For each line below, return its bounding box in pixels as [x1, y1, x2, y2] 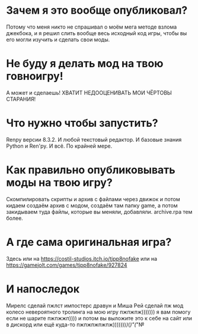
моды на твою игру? [6, 176, 113, 189]
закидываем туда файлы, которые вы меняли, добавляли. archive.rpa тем [6, 208, 193, 215]
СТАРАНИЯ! [6, 95, 36, 102]
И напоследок [6, 282, 80, 295]
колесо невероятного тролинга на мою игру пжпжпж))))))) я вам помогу [6, 308, 191, 316]
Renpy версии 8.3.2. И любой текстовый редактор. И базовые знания [6, 136, 182, 143]
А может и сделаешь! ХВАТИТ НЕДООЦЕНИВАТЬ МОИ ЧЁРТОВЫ [6, 89, 172, 96]
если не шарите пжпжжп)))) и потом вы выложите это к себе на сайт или [6, 314, 193, 321]
